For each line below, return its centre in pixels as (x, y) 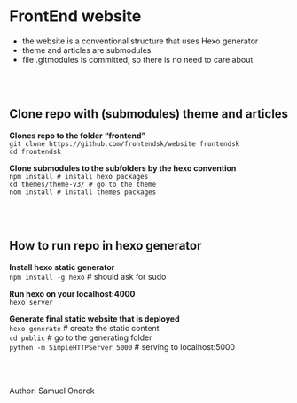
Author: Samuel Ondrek (52, 391)
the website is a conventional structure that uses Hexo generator (140, 41)
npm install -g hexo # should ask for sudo (88, 276)
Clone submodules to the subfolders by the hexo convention (123, 168)
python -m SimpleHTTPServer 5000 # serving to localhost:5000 (122, 346)
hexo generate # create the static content (84, 328)
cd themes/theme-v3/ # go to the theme (83, 184)
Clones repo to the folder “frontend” (78, 136)
